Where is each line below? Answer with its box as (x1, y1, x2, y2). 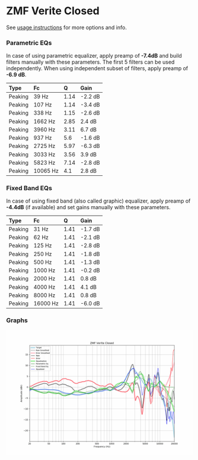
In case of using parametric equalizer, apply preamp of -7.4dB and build (6, 52, 182, 59)
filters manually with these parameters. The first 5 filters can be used (6, 58, 175, 66)
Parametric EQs (6, 39, 52, 47)
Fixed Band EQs (6, 184, 52, 192)
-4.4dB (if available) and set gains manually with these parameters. (6, 204, 171, 211)
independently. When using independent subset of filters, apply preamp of (6, 65, 189, 72)
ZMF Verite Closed (6, 4, 100, 18)
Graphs (6, 316, 28, 324)
